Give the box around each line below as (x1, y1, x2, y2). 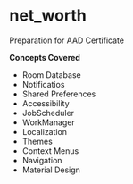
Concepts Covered (9, 52, 80, 63)
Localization (21, 126, 68, 137)
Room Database (21, 69, 82, 80)
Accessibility (21, 97, 70, 108)
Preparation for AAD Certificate (9, 35, 125, 46)
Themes (21, 136, 54, 146)
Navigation (21, 155, 62, 165)
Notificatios (21, 79, 65, 89)
